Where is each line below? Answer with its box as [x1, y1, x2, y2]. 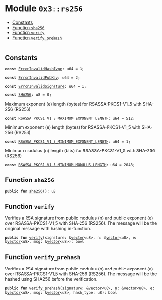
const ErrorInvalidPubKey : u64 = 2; [5, 75, 80, 80]
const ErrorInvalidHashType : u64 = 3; [5, 66, 84, 71]
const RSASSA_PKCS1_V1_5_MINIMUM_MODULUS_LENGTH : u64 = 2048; [5, 162, 135, 167]
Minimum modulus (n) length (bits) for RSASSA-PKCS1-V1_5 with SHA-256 [5, 148, 155, 153]
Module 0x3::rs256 [5, 3, 83, 14]
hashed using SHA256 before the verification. [5, 276, 98, 282]
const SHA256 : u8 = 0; [5, 92, 52, 97]
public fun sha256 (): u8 [5, 189, 56, 194]
